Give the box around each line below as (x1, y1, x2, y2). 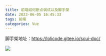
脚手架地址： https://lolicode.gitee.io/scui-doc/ (5, 35, 101, 41)
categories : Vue (5, 21, 39, 26)
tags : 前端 (5, 16, 26, 21)
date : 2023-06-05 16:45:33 (5, 12, 61, 17)
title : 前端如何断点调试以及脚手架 (5, 7, 69, 12)
